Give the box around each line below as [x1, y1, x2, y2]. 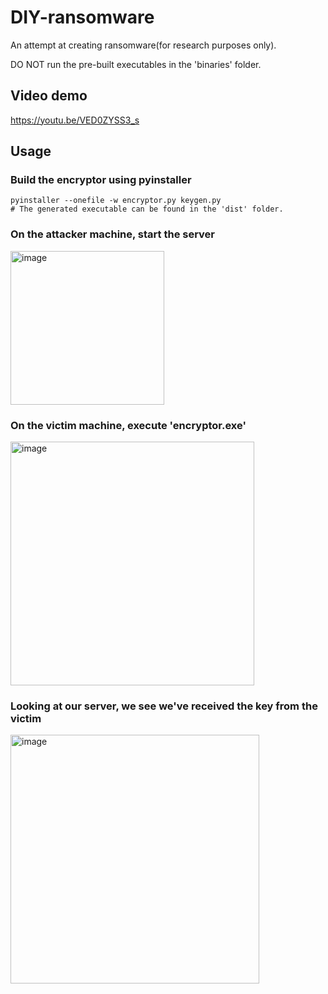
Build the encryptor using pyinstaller [10, 173, 192, 187]
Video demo [10, 87, 88, 105]
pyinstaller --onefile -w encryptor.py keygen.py [10, 196, 222, 206]
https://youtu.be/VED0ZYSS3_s [10, 114, 140, 126]
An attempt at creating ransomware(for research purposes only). [10, 39, 277, 51]
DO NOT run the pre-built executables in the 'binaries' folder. [10, 58, 262, 70]
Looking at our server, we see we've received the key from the [10, 699, 318, 713]
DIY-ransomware [10, 6, 155, 29]
